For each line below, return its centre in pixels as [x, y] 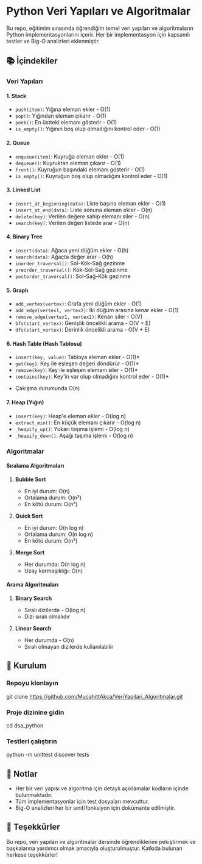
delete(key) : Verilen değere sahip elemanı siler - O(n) [82, 216]
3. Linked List [23, 190]
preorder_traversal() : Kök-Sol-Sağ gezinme [71, 270]
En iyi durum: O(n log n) [54, 527]
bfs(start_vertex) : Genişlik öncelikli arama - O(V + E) [83, 323]
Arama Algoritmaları [33, 585]
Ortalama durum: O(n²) [53, 498]
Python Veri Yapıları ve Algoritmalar [99, 11]
